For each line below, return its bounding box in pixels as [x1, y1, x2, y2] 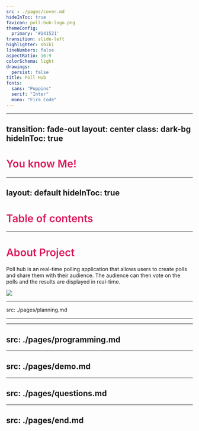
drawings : [6, 63, 31, 70]
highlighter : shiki [6, 42, 54, 48]
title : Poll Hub [6, 75, 46, 81]
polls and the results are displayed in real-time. [6, 278, 121, 285]
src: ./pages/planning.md [6, 306, 68, 314]
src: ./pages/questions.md [6, 388, 107, 398]
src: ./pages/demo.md [6, 362, 91, 372]
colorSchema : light [6, 58, 54, 64]
